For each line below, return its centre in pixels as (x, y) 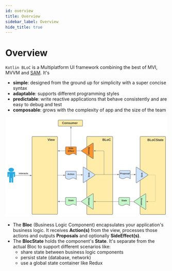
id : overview (19, 11)
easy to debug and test (37, 105)
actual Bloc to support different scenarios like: (62, 247)
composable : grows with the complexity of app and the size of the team (89, 110)
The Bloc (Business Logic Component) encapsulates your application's (88, 225)
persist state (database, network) (56, 258)
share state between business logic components (72, 252)
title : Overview (23, 16)
